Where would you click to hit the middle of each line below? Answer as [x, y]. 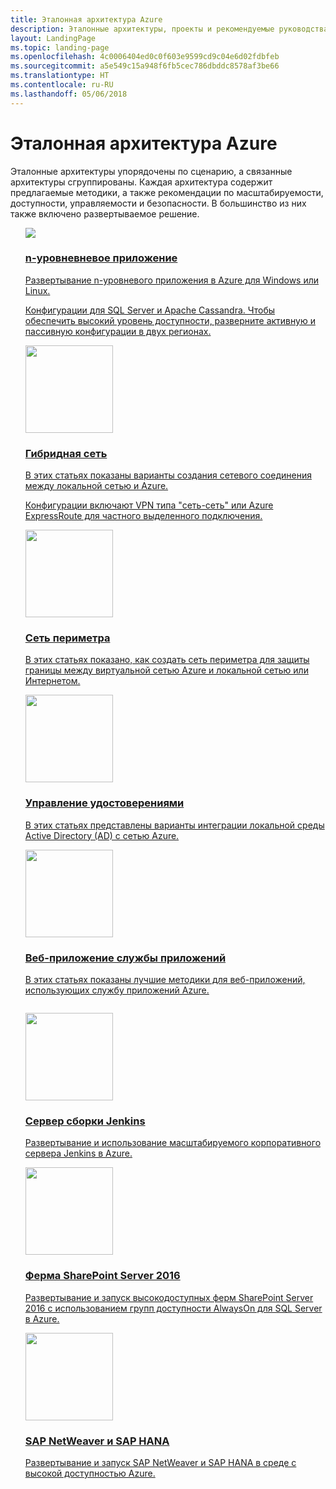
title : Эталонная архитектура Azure [86, 19]
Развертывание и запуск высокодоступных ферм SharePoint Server [169, 1297]
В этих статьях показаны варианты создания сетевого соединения [168, 475]
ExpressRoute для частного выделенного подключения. [143, 516]
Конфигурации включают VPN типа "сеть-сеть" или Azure [149, 505]
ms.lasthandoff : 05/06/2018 [69, 94]
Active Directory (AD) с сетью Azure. [102, 835]
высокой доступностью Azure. [90, 1473]
